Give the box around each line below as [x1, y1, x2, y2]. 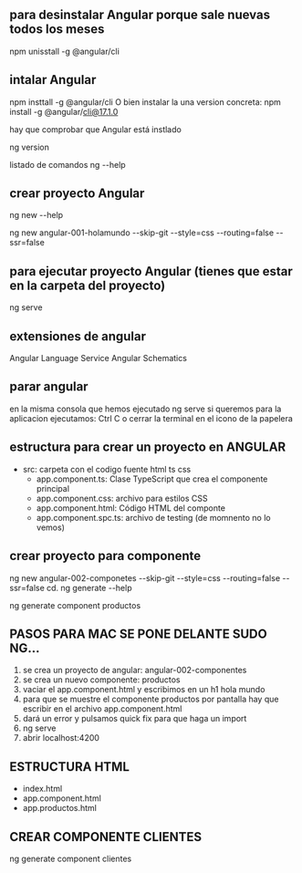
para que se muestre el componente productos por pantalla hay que [22, 693, 279, 705]
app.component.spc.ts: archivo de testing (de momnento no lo [36, 512, 271, 523]
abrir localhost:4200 [22, 733, 100, 743]
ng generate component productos [9, 599, 141, 610]
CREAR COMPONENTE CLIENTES [9, 829, 203, 845]
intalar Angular [9, 72, 97, 88]
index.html [22, 784, 63, 795]
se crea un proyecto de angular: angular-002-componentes [22, 665, 247, 676]
